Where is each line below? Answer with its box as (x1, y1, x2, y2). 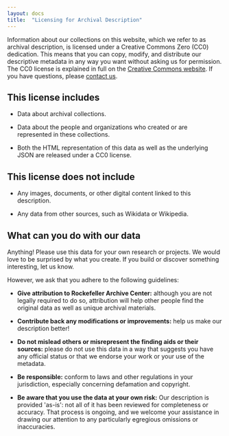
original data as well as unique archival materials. (16, 303, 156, 312)
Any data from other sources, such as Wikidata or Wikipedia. (16, 210, 189, 218)
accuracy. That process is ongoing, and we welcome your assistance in (16, 408, 219, 416)
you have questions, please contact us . (7, 71, 118, 80)
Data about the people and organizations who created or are (16, 123, 188, 131)
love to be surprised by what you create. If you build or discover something (7, 255, 219, 263)
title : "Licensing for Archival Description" (7, 16, 143, 23)
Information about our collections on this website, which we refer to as (7, 35, 206, 43)
